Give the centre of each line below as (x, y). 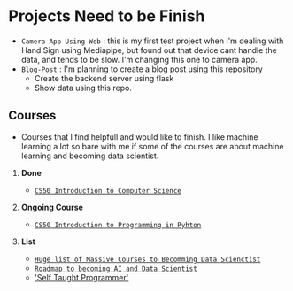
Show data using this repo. (83, 88)
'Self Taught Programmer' (81, 277)
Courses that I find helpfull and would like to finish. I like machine (139, 137)
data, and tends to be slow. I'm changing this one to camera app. (139, 59)
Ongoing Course (52, 207)
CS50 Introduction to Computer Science (108, 191)
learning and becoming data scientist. (90, 156)
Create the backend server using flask (104, 78)
